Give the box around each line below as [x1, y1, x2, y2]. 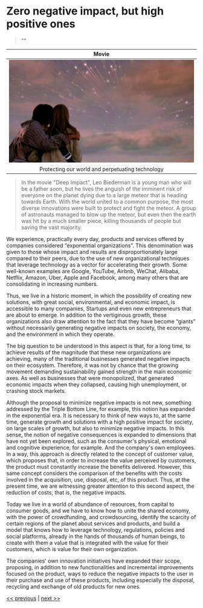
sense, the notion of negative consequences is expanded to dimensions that [6, 431, 196, 439]
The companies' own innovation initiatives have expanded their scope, [6, 557, 182, 564]
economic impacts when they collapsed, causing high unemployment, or [6, 381, 187, 388]
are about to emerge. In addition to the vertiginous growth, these [6, 311, 167, 319]
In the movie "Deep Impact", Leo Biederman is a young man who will [21, 179, 192, 186]
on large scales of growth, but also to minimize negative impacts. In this [6, 425, 185, 432]
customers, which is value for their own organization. [6, 546, 138, 553]
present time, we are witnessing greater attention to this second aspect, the [6, 482, 195, 490]
